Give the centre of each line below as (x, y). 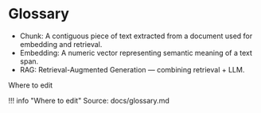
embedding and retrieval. (61, 44)
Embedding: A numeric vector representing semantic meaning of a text (136, 53)
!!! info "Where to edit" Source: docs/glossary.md (89, 100)
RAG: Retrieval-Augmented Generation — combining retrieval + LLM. (132, 69)
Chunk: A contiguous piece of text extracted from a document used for (136, 36)
